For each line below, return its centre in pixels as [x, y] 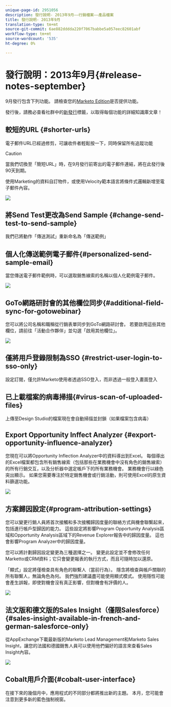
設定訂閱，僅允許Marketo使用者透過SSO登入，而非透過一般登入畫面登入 [81, 379]
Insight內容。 [19, 652]
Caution [14, 153]
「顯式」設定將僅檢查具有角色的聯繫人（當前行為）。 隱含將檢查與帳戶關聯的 [85, 570]
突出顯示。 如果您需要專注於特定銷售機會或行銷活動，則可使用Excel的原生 [83, 475]
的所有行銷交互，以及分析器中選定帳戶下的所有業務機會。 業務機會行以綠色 [84, 469]
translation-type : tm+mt [32, 24]
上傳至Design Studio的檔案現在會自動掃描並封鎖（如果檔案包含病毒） [79, 418]
